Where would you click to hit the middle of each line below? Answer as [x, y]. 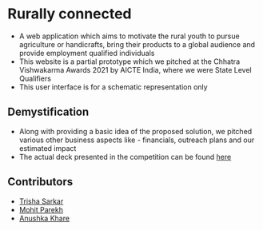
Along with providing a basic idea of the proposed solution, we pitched [135, 131]
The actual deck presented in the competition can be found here [125, 157]
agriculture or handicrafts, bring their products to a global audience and [137, 44]
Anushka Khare [44, 218]
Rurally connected [70, 14]
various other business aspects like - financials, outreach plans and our [137, 140]
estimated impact [48, 148]
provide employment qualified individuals [87, 53]
